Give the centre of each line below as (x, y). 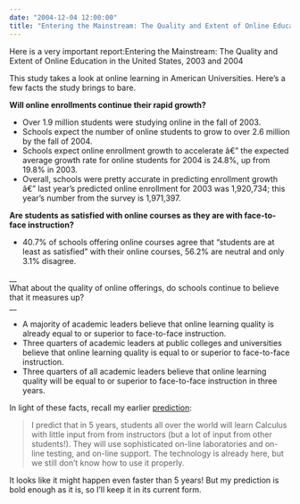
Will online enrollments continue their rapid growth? (108, 104)
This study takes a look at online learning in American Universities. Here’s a (147, 78)
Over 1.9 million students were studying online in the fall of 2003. (142, 122)
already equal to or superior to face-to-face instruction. (124, 333)
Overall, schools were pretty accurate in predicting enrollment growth (150, 178)
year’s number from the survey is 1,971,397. (101, 198)
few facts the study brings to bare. (73, 87)
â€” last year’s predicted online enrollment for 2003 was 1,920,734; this (154, 188)
